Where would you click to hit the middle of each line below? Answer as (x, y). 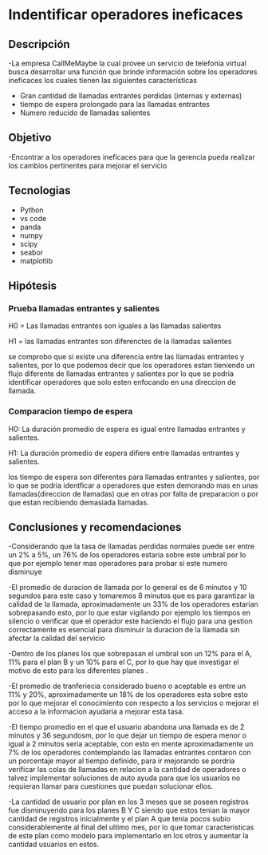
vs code (33, 218)
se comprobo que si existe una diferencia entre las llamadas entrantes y (126, 357)
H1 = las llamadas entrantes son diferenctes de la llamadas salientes (120, 342)
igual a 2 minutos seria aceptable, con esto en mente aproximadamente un (131, 744)
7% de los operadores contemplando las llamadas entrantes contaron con (130, 753)
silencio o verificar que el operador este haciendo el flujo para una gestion (130, 621)
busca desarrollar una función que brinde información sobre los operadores (133, 72)
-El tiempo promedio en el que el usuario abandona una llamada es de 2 (126, 727)
